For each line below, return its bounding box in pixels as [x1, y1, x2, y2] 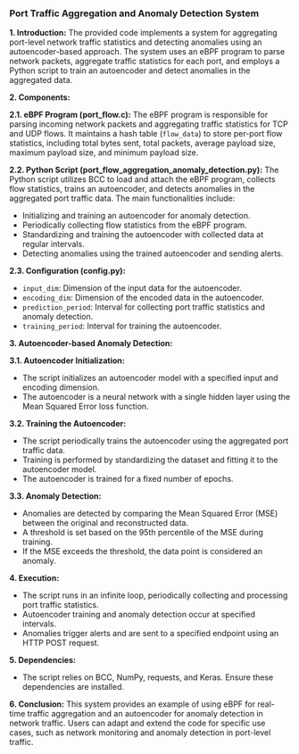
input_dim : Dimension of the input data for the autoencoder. [21, 283, 243, 294]
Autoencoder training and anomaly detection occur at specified [21, 609, 256, 620]
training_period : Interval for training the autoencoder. [21, 320, 222, 332]
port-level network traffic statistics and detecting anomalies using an [9, 37, 262, 47]
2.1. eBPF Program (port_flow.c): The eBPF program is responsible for [9, 110, 269, 120]
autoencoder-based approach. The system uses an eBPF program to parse [9, 46, 286, 57]
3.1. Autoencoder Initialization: [9, 355, 125, 366]
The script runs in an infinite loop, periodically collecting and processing [21, 590, 288, 601]
